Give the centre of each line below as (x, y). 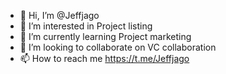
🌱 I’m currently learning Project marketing (105, 36)
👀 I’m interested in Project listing (86, 26)
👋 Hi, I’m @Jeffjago (59, 15)
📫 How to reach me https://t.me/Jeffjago (104, 58)
